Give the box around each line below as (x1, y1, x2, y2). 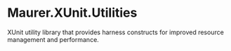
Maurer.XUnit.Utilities (7, 5, 138, 21)
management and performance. (7, 35, 100, 43)
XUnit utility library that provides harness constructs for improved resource (7, 28, 225, 36)
